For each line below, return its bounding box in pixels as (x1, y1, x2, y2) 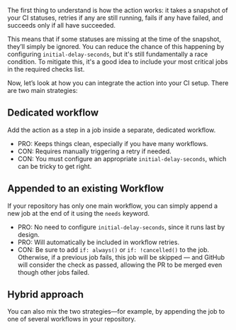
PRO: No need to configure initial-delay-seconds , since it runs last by (17, 223, 225, 231)
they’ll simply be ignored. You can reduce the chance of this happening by (7, 43, 225, 50)
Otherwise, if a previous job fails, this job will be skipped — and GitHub (17, 253, 225, 261)
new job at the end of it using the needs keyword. (7, 209, 150, 217)
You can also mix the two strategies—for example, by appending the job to (7, 307, 225, 316)
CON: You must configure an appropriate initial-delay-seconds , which (17, 154, 227, 163)
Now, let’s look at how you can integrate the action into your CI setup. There (7, 79, 229, 87)
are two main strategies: (7, 87, 78, 94)
